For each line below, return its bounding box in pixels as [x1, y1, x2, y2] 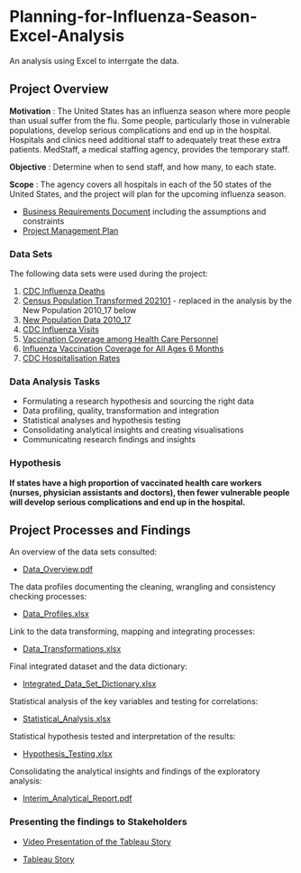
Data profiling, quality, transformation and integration [22, 405, 219, 416]
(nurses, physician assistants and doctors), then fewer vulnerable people [9, 487, 290, 497]
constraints [22, 215, 65, 227]
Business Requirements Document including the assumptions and [22, 206, 267, 217]
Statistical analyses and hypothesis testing [22, 415, 181, 426]
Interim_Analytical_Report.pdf [22, 793, 132, 804]
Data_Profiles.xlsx [22, 608, 90, 619]
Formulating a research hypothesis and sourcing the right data [22, 395, 254, 407]
